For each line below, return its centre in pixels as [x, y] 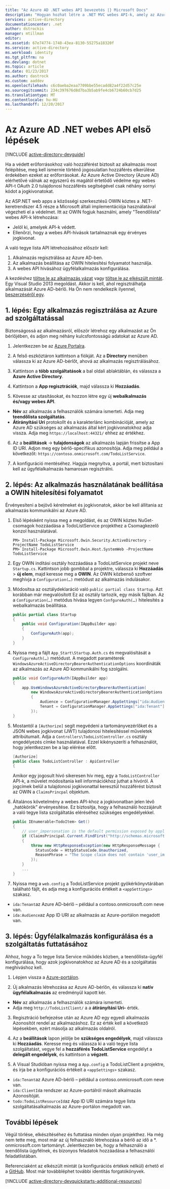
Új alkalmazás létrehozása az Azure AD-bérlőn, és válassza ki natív [83, 987]
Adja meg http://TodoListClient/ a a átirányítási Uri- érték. [76, 1008]
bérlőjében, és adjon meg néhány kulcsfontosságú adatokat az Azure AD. [82, 336]
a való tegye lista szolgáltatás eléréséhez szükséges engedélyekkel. [84, 812]
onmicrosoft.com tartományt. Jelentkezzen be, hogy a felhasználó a [76, 1145]
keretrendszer [20, 207]
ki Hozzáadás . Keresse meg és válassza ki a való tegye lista [75, 1043]
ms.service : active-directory [37, 48]
